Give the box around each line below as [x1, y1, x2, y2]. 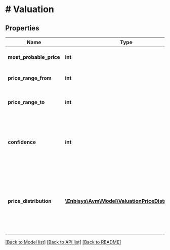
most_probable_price [8, 54, 61, 60]
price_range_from [8, 75, 52, 82]
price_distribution [8, 198, 52, 204]
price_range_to [8, 99, 45, 105]
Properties [5, 24, 39, 32]
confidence [8, 138, 36, 146]
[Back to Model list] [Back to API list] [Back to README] [5, 239, 121, 245]
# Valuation [5, 4, 55, 15]
